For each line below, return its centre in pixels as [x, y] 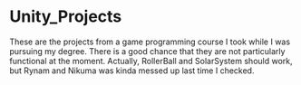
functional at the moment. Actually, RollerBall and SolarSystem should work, [151, 61]
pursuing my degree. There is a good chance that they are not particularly [147, 51]
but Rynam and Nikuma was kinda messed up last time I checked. [132, 71]
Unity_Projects [66, 17]
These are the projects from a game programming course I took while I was [150, 42]
